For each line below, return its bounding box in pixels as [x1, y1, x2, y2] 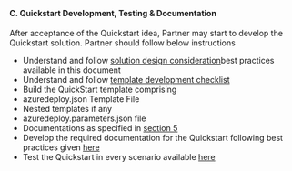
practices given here [22, 142, 100, 153]
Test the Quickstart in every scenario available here [22, 152, 216, 163]
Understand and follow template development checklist [22, 75, 230, 85]
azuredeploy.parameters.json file [22, 113, 146, 124]
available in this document [22, 65, 121, 75]
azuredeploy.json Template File [22, 94, 140, 105]
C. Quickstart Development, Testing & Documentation [9, 7, 216, 18]
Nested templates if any [22, 104, 112, 115]
